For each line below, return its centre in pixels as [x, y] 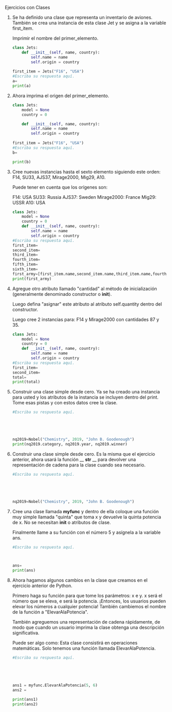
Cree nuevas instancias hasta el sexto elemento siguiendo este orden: [86, 172]
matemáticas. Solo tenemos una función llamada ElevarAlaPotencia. [84, 648]
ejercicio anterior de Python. [42, 586]
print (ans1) [25, 699]
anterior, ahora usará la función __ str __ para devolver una [74, 459]
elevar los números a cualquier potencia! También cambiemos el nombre [89, 607]
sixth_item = [25, 269]
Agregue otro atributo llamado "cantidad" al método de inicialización [84, 288]
